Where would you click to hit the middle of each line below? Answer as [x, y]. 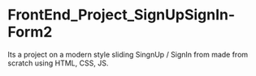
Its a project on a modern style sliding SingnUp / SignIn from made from [128, 54]
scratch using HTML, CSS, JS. [58, 63]
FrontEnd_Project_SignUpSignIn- [121, 15]
